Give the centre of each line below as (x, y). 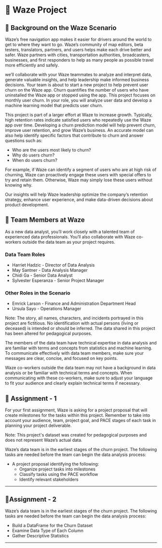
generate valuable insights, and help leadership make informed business (77, 80)
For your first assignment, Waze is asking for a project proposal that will (76, 410)
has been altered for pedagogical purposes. (49, 333)
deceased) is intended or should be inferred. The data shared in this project (80, 329)
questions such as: (24, 141)
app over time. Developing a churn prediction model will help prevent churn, (81, 125)
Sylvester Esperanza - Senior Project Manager (58, 281)
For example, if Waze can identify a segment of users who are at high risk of (81, 170)
